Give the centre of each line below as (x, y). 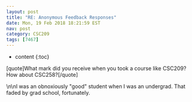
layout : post (22, 12)
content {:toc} (32, 57)
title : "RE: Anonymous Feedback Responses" (61, 17)
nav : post (19, 28)
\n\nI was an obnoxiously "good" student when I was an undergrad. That (96, 86)
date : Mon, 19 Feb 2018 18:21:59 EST (53, 23)
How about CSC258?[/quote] (42, 75)
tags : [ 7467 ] (22, 40)
